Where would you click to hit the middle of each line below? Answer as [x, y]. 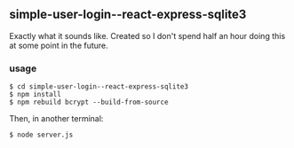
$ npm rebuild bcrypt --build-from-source [89, 102]
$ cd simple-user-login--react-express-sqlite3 [99, 87]
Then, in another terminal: [56, 119]
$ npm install [36, 95]
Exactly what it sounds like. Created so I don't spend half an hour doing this [147, 35]
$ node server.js [41, 135]
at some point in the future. [59, 45]
